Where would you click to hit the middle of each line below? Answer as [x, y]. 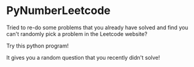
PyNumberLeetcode [59, 11]
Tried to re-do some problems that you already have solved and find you [97, 27]
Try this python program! [38, 46]
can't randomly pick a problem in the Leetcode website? [77, 33]
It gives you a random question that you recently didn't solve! [83, 57]
